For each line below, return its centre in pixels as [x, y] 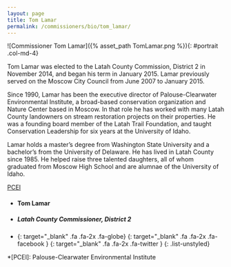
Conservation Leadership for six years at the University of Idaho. [99, 131]
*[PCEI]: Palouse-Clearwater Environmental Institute [82, 257]
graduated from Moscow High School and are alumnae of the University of [113, 167]
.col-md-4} [23, 53]
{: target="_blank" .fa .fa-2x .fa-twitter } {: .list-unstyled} [130, 244]
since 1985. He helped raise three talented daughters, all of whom [101, 159]
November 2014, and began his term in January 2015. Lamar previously [108, 74]
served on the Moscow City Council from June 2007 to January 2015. [106, 81]
